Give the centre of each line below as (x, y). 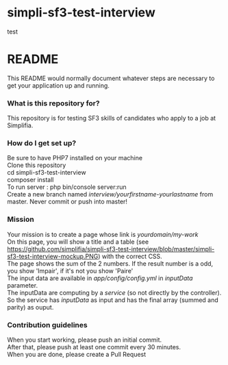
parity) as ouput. (30, 307)
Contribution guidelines (47, 325)
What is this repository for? (54, 103)
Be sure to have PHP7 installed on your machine (75, 158)
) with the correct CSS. (130, 256)
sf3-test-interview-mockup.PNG (53, 256)
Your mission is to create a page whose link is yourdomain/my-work (103, 234)
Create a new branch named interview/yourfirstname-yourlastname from (110, 194)
